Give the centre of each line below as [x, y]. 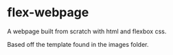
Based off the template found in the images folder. [78, 44]
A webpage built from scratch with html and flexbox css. [87, 31]
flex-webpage [48, 13]
